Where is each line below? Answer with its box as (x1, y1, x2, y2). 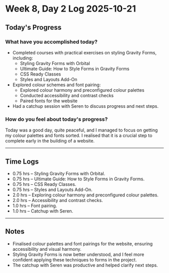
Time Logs (5, 157, 39, 166)
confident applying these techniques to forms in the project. (12, 256, 137, 262)
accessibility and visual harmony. (12, 246, 81, 252)
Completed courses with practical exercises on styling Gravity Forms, (12, 49, 157, 55)
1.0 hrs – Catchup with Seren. (12, 208, 73, 214)
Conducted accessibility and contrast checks (20, 92, 114, 98)
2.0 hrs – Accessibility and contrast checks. (12, 197, 103, 203)
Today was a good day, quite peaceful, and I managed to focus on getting (5, 127, 158, 133)
